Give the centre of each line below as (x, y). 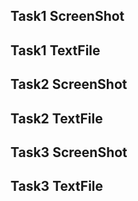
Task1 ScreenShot (67, 16)
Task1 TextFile (55, 50)
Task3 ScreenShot (69, 152)
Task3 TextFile (57, 186)
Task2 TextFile (56, 118)
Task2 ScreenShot (69, 84)
